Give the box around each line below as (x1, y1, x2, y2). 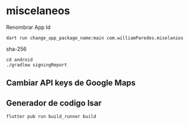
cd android (6, 57, 33, 63)
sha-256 (6, 45, 27, 52)
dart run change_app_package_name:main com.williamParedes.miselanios (6, 35, 184, 41)
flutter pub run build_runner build (6, 114, 96, 120)
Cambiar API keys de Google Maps (6, 78, 136, 88)
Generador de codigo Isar (6, 98, 102, 108)
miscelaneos (6, 4, 70, 18)
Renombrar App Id (6, 24, 51, 31)
